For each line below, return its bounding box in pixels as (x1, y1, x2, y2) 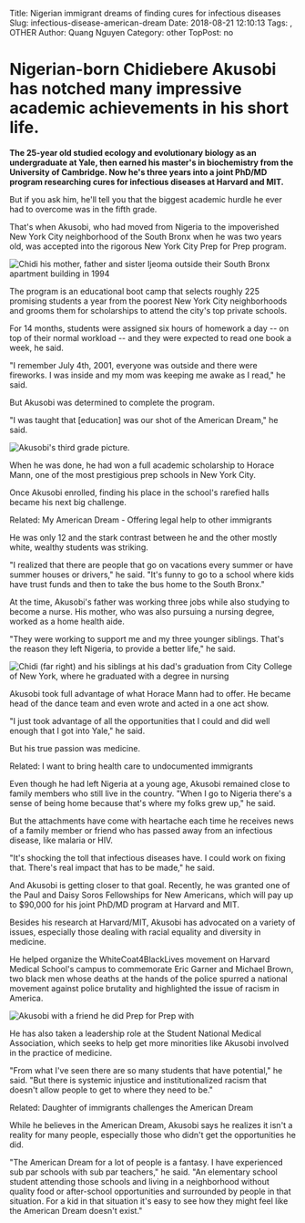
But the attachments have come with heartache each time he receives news (9, 815, 294, 826)
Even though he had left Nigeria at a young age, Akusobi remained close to (9, 778, 290, 789)
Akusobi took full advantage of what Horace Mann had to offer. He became (9, 688, 291, 699)
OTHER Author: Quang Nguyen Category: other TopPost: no (9, 27, 234, 37)
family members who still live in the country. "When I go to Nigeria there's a (9, 788, 293, 799)
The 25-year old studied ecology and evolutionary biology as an (9, 147, 257, 158)
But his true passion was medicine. (9, 742, 141, 753)
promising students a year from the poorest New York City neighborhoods (9, 295, 288, 306)
